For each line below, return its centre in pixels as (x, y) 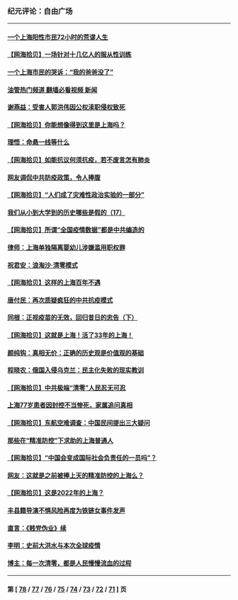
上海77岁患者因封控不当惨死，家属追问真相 (70, 405)
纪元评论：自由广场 (40, 11)
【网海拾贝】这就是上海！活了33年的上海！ (70, 335)
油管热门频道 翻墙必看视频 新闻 (52, 89)
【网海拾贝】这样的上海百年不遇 (54, 283)
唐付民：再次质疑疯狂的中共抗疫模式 (60, 300)
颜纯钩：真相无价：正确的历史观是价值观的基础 (75, 353)
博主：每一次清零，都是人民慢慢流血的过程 (69, 563)
